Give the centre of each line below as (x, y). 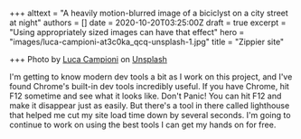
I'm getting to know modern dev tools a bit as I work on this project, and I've (151, 77)
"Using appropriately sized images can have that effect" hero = (127, 32)
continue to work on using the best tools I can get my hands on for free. (143, 125)
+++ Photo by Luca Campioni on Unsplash (88, 59)
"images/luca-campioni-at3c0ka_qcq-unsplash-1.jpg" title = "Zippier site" (147, 42)
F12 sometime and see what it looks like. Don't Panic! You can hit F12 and (146, 96)
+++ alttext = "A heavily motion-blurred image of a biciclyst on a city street (149, 13)
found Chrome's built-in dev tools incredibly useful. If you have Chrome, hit (149, 86)
